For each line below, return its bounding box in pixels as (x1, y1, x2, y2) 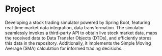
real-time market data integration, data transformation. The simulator (5, 24, 144, 30)
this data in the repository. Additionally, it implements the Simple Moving (5, 40, 151, 46)
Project (5, 3, 35, 15)
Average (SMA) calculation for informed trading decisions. (5, 45, 123, 51)
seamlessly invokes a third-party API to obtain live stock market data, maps (5, 30, 158, 36)
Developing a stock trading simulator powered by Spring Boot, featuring (5, 19, 151, 25)
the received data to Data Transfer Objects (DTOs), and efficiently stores (5, 35, 152, 41)
